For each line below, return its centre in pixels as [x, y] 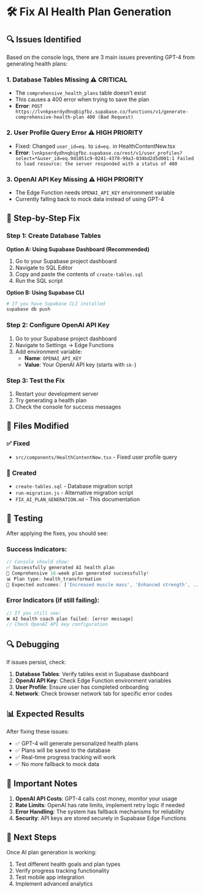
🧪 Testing [25, 519]
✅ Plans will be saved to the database [63, 750]
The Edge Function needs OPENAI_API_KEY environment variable [95, 192]
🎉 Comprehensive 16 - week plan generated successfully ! [78, 573]
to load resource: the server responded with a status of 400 [96, 164]
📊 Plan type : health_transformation [54, 579]
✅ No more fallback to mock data [57, 764]
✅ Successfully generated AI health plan [61, 567]
